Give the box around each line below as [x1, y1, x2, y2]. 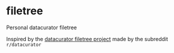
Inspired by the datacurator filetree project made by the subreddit [6, 35, 169, 42]
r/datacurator [6, 42, 42, 48]
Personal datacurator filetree [6, 24, 77, 31]
